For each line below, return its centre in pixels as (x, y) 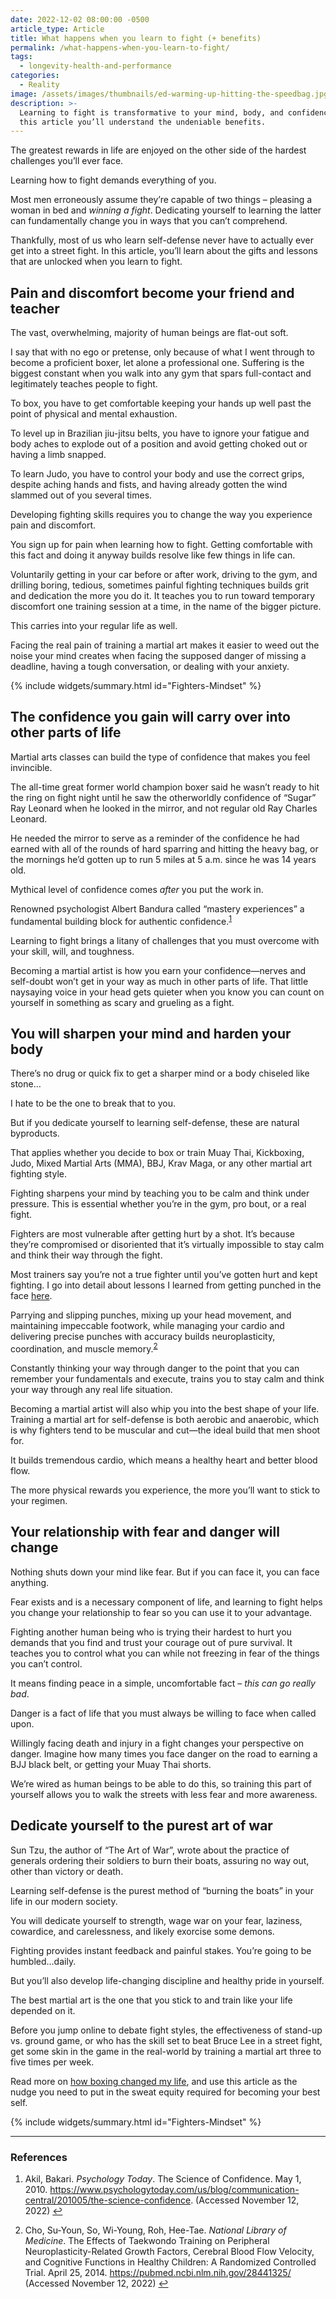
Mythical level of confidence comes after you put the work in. (137, 889)
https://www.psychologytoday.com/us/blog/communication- (174, 2189)
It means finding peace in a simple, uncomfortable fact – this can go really (163, 1683)
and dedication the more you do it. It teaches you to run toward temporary (163, 596)
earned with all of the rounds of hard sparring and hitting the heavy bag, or (164, 848)
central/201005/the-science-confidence (108, 2200)
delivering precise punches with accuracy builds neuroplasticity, (143, 1337)
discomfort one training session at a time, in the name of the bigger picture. (166, 607)
